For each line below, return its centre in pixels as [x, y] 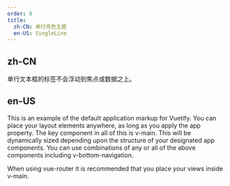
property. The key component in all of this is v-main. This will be [99, 132]
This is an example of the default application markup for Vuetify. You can [112, 118]
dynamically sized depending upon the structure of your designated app [111, 140]
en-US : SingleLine [40, 33]
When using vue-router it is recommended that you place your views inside [115, 169]
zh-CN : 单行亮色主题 [40, 26]
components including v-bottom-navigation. [70, 155]
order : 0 [20, 14]
